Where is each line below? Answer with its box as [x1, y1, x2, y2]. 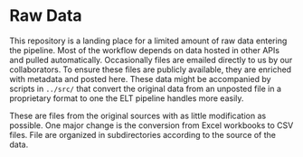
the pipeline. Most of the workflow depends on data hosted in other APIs [9, 44, 280, 55]
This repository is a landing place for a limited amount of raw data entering [9, 35, 288, 46]
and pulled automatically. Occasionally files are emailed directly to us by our [9, 54, 293, 65]
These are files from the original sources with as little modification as [9, 110, 267, 121]
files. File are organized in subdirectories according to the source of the [9, 129, 277, 140]
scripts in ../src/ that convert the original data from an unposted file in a [9, 83, 282, 94]
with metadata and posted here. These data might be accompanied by [9, 73, 271, 84]
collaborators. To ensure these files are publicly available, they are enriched [9, 64, 292, 75]
